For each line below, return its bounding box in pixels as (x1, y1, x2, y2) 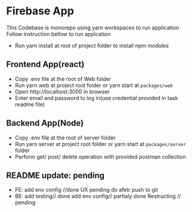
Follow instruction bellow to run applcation (6, 30, 111, 37)
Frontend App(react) (6, 59, 85, 69)
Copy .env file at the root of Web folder (14, 75, 112, 82)
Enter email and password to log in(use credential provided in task (14, 94, 178, 101)
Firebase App (6, 4, 74, 18)
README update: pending (6, 170, 105, 180)
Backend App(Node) (6, 118, 84, 128)
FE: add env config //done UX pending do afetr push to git (14, 186, 159, 193)
